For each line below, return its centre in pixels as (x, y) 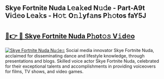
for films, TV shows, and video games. (44, 71)
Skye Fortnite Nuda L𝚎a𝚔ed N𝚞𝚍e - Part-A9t (75, 8)
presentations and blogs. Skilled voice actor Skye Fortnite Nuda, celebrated (82, 61)
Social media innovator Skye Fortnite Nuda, (110, 50)
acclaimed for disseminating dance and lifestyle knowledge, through (75, 56)
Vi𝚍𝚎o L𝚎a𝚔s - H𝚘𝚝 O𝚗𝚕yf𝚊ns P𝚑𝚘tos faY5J (76, 16)
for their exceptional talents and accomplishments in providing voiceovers (81, 66)
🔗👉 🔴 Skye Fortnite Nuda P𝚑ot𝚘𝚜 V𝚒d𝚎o (70, 36)
